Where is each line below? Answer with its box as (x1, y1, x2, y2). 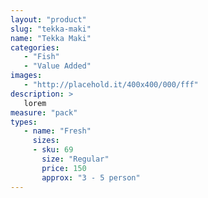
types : (10, 117, 38, 127)
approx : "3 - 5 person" (41, 172, 141, 183)
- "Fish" (23, 52, 60, 62)
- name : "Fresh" (23, 126, 92, 136)
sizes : (32, 136, 60, 146)
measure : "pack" (10, 107, 78, 118)
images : (10, 71, 43, 81)
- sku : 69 (32, 145, 74, 155)
